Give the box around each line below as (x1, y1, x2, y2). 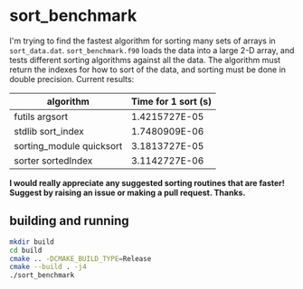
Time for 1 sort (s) (130, 95, 213, 107)
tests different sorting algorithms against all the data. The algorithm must (9, 54, 281, 65)
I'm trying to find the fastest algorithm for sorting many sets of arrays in (9, 35, 276, 46)
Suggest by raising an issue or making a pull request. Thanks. (9, 187, 246, 198)
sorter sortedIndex (14, 154, 93, 167)
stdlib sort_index (14, 125, 84, 137)
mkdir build (9, 237, 54, 247)
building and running (9, 213, 129, 228)
